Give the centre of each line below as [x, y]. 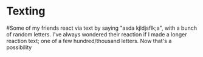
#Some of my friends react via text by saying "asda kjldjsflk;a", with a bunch [102, 28]
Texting [26, 11]
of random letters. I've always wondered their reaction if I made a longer [97, 34]
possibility [19, 47]
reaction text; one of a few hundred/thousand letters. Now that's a [89, 41]
